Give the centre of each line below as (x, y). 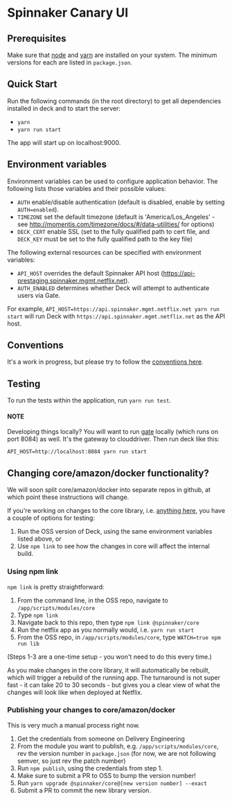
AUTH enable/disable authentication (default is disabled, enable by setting (121, 202)
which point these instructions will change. (68, 497)
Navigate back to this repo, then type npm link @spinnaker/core (108, 622)
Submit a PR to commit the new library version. (84, 790)
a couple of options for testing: (51, 518)
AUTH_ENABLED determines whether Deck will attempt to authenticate (113, 288)
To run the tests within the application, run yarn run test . (89, 400)
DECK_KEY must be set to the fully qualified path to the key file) (105, 239)
